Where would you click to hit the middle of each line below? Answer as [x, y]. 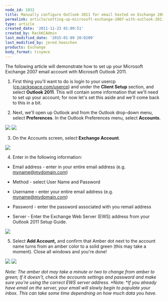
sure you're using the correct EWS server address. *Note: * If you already [81, 282]
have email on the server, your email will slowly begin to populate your [78, 287]
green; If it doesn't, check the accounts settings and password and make [81, 277]
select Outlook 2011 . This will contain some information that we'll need [85, 92]
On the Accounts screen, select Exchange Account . [66, 138]
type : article [20, 24]
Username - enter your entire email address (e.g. [63, 191]
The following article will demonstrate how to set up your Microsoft [74, 66]
